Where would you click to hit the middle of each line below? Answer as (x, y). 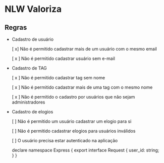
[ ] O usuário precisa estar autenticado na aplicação (65, 140)
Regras (16, 27)
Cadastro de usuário (33, 39)
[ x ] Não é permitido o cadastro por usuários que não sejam (73, 97)
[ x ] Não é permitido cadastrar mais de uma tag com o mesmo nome (82, 87)
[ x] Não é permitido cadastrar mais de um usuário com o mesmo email (84, 49)
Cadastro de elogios (32, 112)
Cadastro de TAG (29, 68)
